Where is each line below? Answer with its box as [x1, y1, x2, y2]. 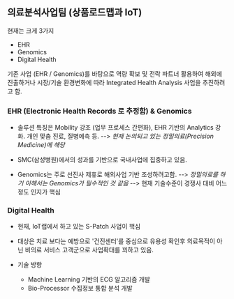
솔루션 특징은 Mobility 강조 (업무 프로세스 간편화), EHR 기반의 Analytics [17, 123, 214, 132]
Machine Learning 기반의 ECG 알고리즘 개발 [27, 275, 150, 284]
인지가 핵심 [30, 187, 61, 197]
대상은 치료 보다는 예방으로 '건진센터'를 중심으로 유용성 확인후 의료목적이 [17, 237, 215, 245]
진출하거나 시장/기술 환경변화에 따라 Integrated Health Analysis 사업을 [7, 78, 201, 86]
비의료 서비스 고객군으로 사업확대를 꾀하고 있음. [24, 246, 154, 254]
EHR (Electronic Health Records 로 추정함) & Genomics [7, 106, 192, 116]
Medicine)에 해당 [17, 141, 65, 149]
